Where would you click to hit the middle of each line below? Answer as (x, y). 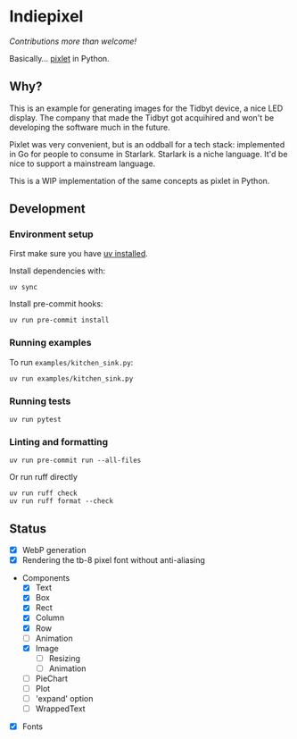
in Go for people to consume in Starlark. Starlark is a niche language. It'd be (148, 154)
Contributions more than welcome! (73, 41)
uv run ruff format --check (62, 501)
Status (28, 529)
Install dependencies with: (58, 271)
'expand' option (64, 698)
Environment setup (51, 234)
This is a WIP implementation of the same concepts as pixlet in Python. (140, 181)
